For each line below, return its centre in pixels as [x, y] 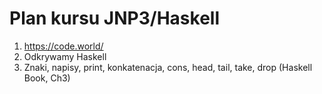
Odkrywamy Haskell [65, 56]
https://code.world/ [63, 46]
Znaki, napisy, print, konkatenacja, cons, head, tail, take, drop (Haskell [168, 67]
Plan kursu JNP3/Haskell [114, 18]
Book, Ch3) [47, 78]
